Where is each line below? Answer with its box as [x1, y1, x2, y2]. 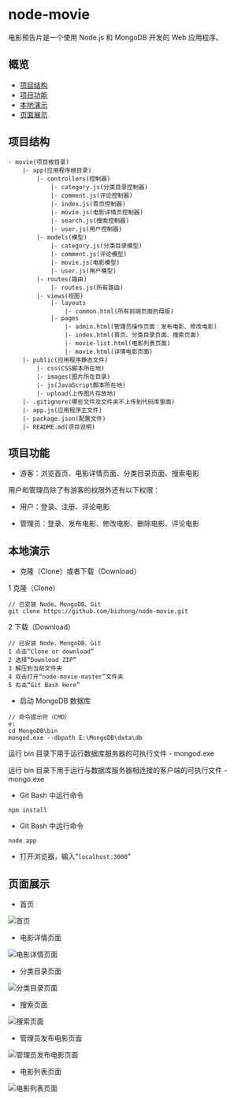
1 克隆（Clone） [8, 583, 61, 593]
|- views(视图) [36, 292, 84, 300]
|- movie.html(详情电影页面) [64, 347, 154, 355]
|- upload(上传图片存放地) [36, 389, 117, 397]
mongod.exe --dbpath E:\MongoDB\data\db [8, 734, 143, 742]
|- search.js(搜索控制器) [50, 217, 130, 225]
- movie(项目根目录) [8, 158, 69, 166]
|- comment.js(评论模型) [50, 250, 128, 258]
